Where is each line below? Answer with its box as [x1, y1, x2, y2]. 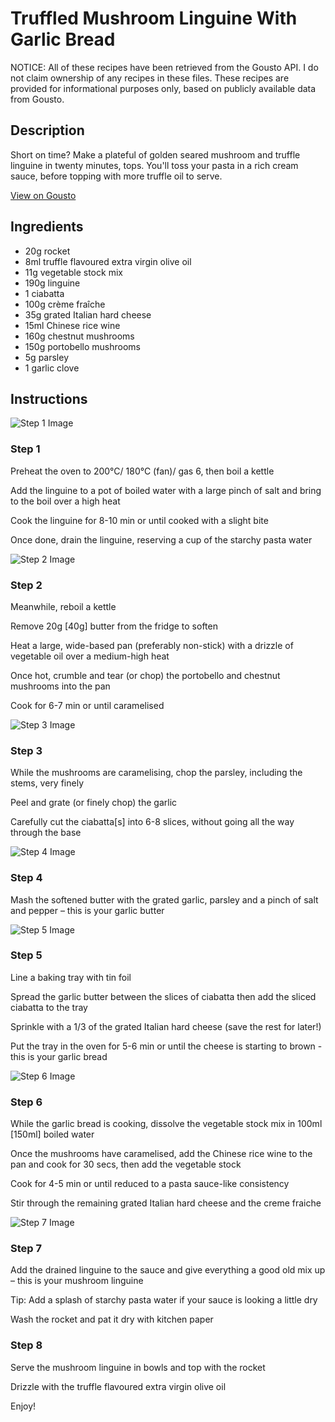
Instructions [10, 390, 88, 407]
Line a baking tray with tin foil [10, 971, 132, 983]
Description [10, 122, 85, 139]
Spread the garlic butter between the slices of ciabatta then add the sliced [10, 990, 317, 1002]
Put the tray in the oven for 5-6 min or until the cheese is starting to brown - [10, 1040, 323, 1052]
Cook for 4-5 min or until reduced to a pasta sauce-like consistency [10, 1178, 290, 1190]
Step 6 [10, 1095, 43, 1109]
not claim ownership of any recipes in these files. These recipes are [10, 72, 290, 84]
